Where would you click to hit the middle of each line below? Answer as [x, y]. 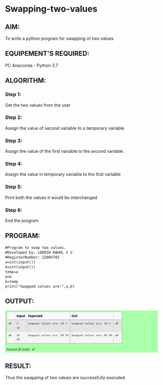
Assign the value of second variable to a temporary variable [65, 128]
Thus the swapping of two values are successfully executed [65, 378]
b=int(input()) [20, 267]
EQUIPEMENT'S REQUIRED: [47, 54]
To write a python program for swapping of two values [59, 38]
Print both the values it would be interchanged [51, 197]
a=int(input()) [20, 262]
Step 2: [14, 117]
